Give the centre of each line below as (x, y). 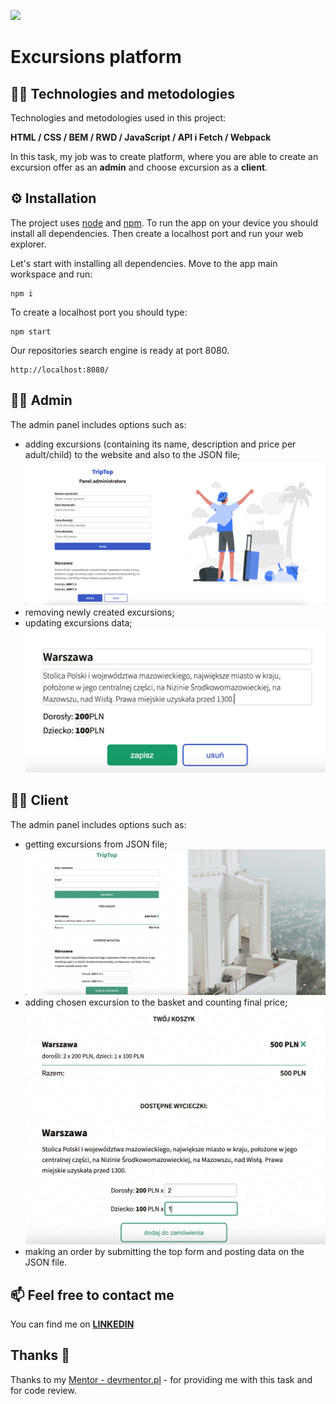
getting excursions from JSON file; (96, 844)
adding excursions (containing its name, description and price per (160, 444)
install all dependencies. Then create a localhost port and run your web (157, 233)
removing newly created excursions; (99, 612)
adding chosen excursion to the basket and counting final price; (156, 1002)
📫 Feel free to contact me (92, 1295)
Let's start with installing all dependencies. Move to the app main (144, 263)
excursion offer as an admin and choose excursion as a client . (139, 167)
